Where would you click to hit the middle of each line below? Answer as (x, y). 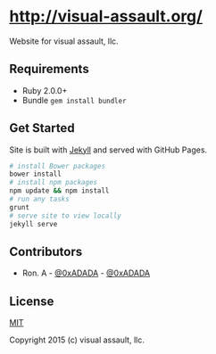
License (32, 301)
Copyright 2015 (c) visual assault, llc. (77, 340)
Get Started (42, 128)
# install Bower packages (57, 166)
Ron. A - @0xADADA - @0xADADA (86, 273)
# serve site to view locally (66, 216)
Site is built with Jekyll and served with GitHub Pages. (108, 150)
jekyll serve (33, 224)
